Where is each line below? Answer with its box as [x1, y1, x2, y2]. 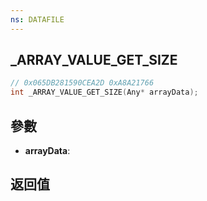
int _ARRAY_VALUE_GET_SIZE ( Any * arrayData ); [10, 87, 199, 98]
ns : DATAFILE [10, 14, 65, 25]
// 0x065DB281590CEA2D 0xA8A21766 [10, 78, 155, 88]
